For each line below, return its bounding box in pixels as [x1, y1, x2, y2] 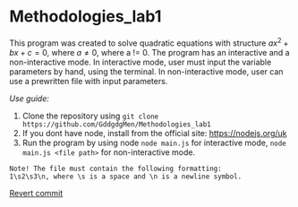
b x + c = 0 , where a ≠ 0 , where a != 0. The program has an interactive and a [9, 47, 290, 57]
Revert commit [9, 187, 64, 198]
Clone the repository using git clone [21, 110, 159, 121]
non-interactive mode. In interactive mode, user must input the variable [9, 56, 272, 67]
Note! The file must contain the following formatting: [9, 164, 222, 173]
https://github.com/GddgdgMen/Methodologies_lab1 [21, 119, 212, 129]
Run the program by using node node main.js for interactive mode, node [21, 137, 286, 148]
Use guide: [9, 92, 49, 104]
